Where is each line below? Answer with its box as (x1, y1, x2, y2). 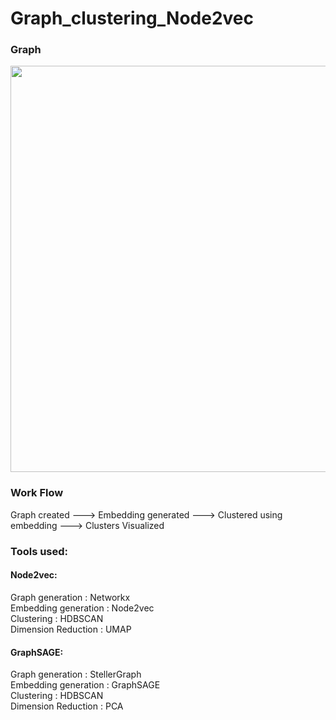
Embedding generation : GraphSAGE (10, 679, 161, 691)
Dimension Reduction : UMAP (10, 623, 132, 635)
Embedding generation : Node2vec (10, 602, 155, 614)
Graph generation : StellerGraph (10, 668, 142, 681)
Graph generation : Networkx (10, 591, 131, 603)
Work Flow (10, 486, 64, 500)
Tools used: (10, 544, 69, 558)
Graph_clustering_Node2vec (10, 7, 254, 30)
